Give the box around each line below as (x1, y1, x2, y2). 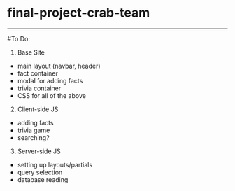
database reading (17, 175, 69, 183)
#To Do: (7, 34, 30, 43)
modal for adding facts (17, 76, 83, 85)
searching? (17, 133, 50, 141)
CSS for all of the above (17, 91, 86, 99)
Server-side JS (17, 147, 61, 155)
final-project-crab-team (7, 5, 150, 21)
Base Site (17, 48, 45, 57)
